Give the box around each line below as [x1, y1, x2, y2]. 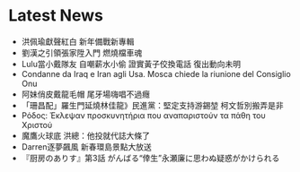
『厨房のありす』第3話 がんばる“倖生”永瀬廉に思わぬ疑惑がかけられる [21, 152, 280, 163]
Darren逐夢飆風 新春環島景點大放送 [21, 141, 152, 152]
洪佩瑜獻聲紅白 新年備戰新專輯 [21, 36, 135, 47]
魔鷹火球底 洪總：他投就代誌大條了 [21, 130, 150, 141]
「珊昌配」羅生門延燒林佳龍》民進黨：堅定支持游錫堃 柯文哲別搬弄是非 [21, 99, 284, 110]
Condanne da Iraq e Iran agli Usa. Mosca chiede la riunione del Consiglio [21, 68, 291, 79]
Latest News [8, 5, 104, 26]
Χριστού [21, 119, 53, 130]
